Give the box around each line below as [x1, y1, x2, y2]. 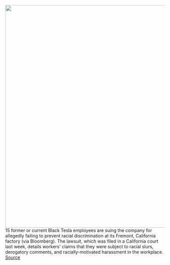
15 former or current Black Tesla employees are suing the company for [5, 227, 152, 233]
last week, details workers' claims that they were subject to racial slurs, [5, 244, 154, 249]
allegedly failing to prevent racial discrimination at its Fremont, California [5, 233, 156, 239]
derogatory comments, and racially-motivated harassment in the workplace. [5, 249, 163, 255]
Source [5, 254, 20, 260]
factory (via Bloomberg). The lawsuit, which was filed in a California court [5, 238, 158, 244]
